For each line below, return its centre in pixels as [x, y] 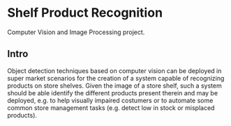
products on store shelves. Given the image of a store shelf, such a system [114, 86]
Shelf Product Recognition [85, 13]
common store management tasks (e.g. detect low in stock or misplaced [111, 108]
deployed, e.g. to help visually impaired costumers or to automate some [110, 100]
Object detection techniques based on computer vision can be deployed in [114, 70]
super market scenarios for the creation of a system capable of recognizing [116, 78]
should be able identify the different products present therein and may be [113, 93]
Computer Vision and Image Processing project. [76, 32]
